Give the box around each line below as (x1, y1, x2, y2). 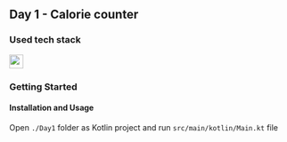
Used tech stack (9, 34, 82, 46)
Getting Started (9, 80, 78, 92)
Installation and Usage (9, 102, 94, 114)
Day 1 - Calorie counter (9, 7, 139, 22)
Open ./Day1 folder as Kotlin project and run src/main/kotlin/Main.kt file (9, 122, 279, 132)
